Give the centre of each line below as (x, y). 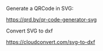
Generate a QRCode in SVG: (40, 8)
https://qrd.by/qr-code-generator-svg (51, 19)
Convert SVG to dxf (30, 31)
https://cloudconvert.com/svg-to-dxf (51, 42)
